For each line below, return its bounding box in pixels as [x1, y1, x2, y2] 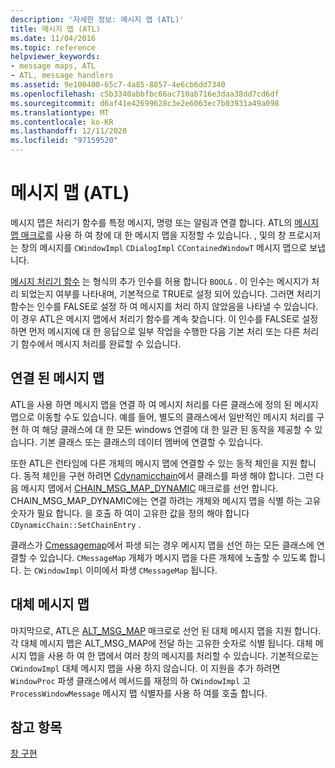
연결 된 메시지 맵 [10, 370, 105, 387]
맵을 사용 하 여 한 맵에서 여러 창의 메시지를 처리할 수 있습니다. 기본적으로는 [28, 649, 320, 661]
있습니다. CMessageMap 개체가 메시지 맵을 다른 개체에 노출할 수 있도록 [39, 551, 307, 563]
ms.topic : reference [10, 42, 97, 53]
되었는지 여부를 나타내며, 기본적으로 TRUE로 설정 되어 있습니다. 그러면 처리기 [20, 287, 322, 300]
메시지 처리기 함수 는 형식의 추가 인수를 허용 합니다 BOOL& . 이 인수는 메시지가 [10, 275, 310, 287]
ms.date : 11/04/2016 [10, 33, 97, 43]
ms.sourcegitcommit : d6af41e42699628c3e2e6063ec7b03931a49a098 [10, 98, 280, 108]
